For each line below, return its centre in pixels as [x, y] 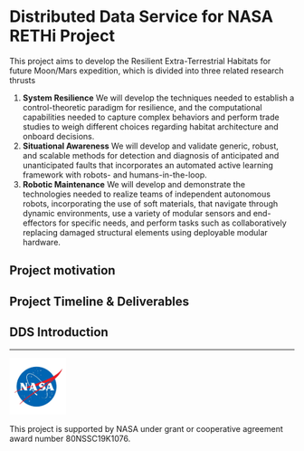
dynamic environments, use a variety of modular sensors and [137, 213]
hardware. [42, 242]
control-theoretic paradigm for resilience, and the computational [142, 107]
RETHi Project [62, 36]
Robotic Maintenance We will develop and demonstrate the [134, 184]
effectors [39, 223]
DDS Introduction [59, 332]
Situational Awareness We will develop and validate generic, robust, [150, 146]
